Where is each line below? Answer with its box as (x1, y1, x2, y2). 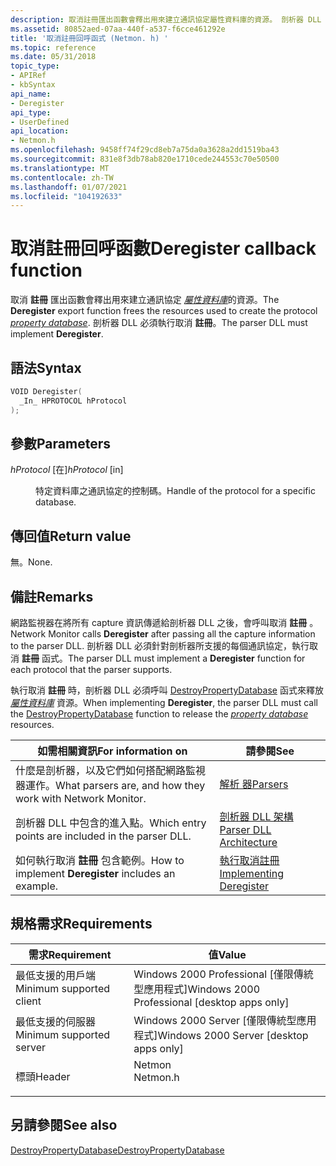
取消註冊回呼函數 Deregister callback (10, 237, 317, 260)
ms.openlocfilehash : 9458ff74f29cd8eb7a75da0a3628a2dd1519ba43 (10, 145, 280, 155)
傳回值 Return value (10, 527, 132, 545)
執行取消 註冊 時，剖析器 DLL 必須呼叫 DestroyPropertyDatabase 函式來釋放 (10, 684, 324, 696)
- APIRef (10, 71, 47, 81)
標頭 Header (15, 1069, 71, 1083)
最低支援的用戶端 (15, 968, 97, 982)
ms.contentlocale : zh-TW (10, 172, 114, 183)
